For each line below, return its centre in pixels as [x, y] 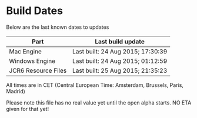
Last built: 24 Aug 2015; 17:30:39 [120, 51]
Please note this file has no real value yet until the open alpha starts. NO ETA [99, 102]
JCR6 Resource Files [38, 70]
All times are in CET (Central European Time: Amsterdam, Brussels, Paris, [95, 85]
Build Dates [35, 11]
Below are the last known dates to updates [58, 27]
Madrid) [16, 91]
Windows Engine [32, 61]
